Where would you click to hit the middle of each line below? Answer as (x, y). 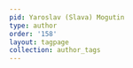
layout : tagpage (39, 42)
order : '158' (33, 34)
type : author (33, 26)
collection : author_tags (55, 50)
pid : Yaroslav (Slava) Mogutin (67, 17)
